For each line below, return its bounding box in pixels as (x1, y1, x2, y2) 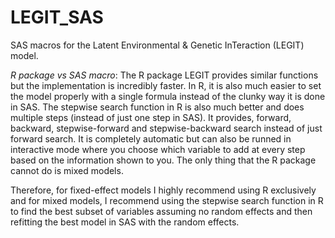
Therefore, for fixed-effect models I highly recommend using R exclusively (10, 184, 317, 196)
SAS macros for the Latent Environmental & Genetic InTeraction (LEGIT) (10, 39, 305, 51)
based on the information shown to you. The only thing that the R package (10, 154, 317, 166)
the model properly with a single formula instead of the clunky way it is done (10, 90, 326, 102)
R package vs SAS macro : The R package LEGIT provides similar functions (10, 69, 319, 81)
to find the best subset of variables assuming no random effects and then (10, 205, 313, 217)
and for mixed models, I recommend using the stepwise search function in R (10, 194, 324, 206)
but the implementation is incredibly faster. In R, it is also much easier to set (10, 79, 322, 91)
